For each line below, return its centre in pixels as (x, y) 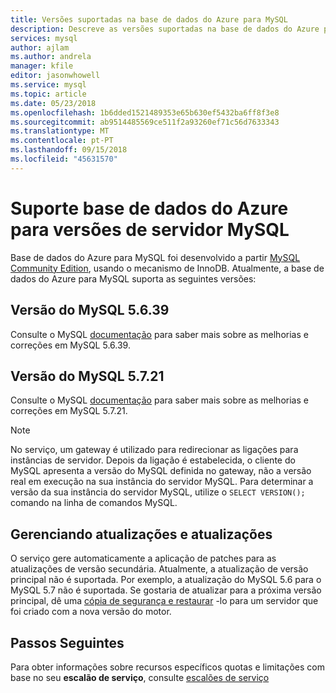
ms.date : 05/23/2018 (53, 103)
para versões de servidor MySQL (150, 229)
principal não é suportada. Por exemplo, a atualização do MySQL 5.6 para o (166, 580)
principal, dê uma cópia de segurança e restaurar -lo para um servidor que (164, 601)
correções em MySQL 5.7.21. (69, 411)
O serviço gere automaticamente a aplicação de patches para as (143, 558)
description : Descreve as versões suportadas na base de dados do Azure (165, 29)
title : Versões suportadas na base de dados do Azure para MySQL (149, 19)
